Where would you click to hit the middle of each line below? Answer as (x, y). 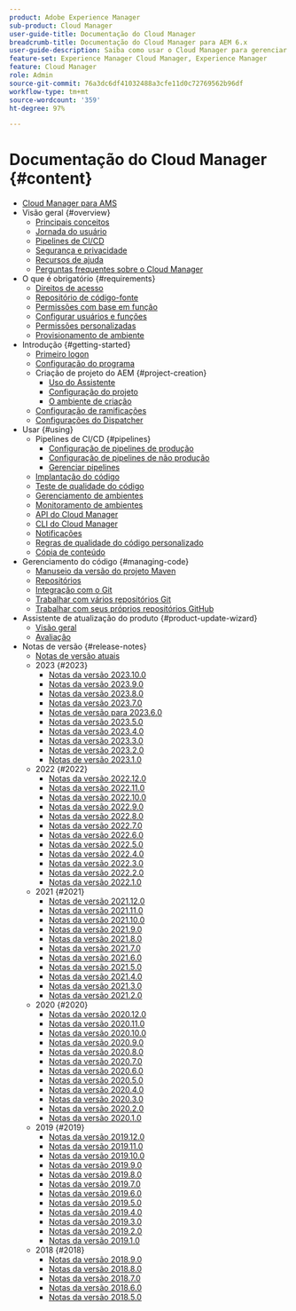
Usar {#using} (47, 430)
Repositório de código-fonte (87, 297)
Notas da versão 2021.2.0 (95, 996)
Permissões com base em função (96, 307)
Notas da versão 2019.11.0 (96, 1147)
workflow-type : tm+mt (49, 91)
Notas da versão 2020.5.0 (96, 1080)
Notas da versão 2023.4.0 (96, 731)
